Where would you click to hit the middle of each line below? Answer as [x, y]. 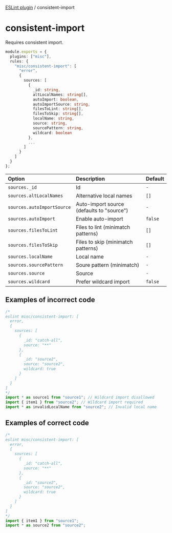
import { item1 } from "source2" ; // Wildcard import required [74, 402]
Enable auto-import [100, 219]
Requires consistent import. [34, 42]
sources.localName [30, 256]
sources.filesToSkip [33, 245]
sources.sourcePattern [35, 265]
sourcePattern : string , [58, 128]
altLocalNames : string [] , [60, 94]
